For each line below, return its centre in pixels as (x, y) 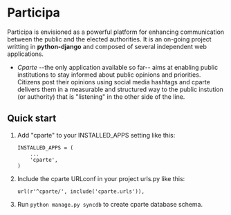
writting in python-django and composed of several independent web (107, 46)
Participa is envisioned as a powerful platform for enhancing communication (116, 32)
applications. (25, 54)
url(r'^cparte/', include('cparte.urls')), (81, 191)
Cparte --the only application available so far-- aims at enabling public (118, 67)
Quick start (32, 119)
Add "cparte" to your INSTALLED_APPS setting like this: (96, 135)
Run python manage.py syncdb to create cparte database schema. (110, 204)
